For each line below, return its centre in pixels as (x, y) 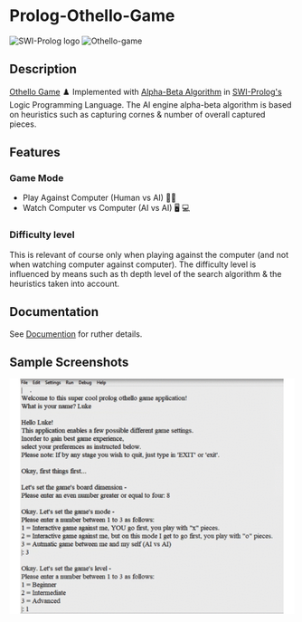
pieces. (23, 124)
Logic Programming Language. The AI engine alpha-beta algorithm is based (151, 104)
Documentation (54, 312)
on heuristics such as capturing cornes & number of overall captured (137, 114)
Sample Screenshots (69, 362)
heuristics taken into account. (65, 283)
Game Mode (37, 178)
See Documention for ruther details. (76, 334)
